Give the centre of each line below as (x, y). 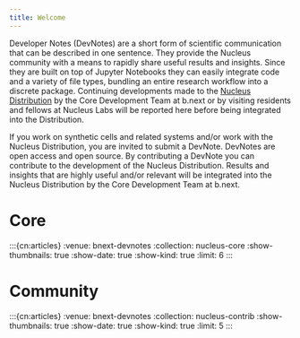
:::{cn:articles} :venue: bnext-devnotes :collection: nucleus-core (127, 245)
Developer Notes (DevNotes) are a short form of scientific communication (146, 43)
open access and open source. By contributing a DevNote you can (132, 156)
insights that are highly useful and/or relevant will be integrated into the (141, 175)
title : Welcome (38, 17)
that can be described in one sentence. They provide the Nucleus (130, 52)
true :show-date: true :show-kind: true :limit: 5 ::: (143, 325)
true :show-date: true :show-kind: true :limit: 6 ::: (144, 255)
